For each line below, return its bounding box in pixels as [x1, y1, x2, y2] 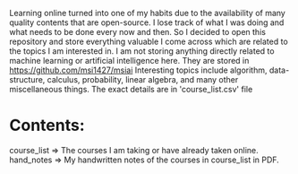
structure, [9, 74, 46, 84]
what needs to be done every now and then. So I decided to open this [9, 27, 267, 37]
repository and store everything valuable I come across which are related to [9, 36, 288, 47]
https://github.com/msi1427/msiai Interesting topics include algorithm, [9, 65, 268, 75]
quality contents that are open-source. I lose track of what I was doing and [9, 17, 285, 28]
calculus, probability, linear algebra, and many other [47, 74, 239, 84]
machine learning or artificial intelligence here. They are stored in [9, 56, 250, 65]
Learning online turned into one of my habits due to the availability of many [9, 8, 286, 18]
